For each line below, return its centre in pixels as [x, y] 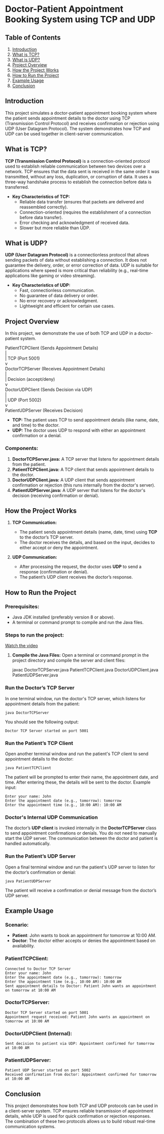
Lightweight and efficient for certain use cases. [67, 306]
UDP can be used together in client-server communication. [64, 134]
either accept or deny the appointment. [59, 548]
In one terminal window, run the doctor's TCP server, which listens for [75, 698]
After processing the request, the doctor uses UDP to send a [81, 567]
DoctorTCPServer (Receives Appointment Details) [55, 369]
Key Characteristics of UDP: [41, 285]
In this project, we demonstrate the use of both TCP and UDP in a [71, 333]
